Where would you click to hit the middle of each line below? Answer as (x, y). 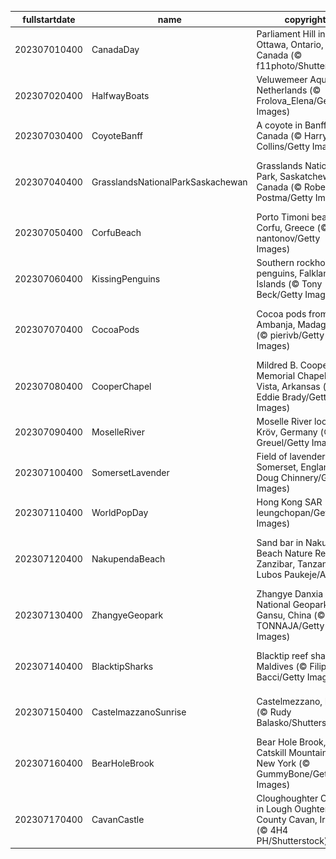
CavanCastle (118, 819)
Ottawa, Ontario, (290, 44)
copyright (305, 19)
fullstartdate (49, 19)
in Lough (274, 808)
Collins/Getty (283, 147)
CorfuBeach (116, 233)
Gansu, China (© (291, 615)
